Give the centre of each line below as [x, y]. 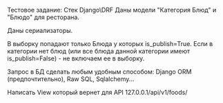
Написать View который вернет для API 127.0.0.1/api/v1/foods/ [97, 92]
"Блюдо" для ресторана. [43, 17]
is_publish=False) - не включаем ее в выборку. [76, 58]
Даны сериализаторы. [40, 31]
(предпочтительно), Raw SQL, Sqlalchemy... [71, 79]
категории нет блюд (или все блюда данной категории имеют [99, 51]
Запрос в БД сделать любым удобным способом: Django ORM [99, 72]
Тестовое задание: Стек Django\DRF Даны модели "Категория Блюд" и [112, 10]
